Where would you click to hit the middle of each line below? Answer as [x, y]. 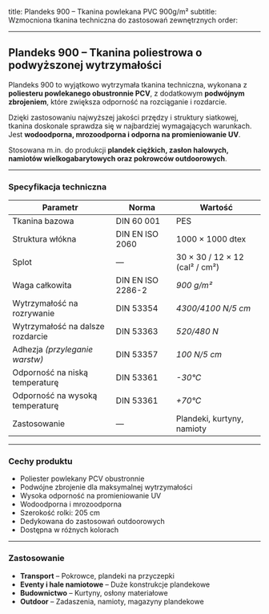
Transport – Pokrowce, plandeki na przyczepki [97, 575]
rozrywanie [33, 314]
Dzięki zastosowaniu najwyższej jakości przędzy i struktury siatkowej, [123, 117]
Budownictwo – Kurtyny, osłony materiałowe [94, 592]
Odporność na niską [50, 372]
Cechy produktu [40, 462]
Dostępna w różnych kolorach [69, 530]
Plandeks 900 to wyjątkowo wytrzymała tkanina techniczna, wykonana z [128, 84]
